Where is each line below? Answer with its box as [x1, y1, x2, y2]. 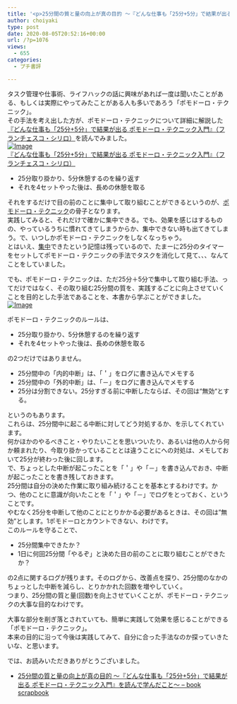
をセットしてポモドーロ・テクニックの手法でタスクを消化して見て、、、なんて [7, 250, 229, 259]
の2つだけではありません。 [7, 354, 86, 362]
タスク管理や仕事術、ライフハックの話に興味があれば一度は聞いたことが [7, 89, 217, 98]
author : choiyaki [7, 17, 59, 24]
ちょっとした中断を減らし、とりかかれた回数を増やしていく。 [7, 582, 187, 591]
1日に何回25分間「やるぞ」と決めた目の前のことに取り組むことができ [17, 549, 220, 558]
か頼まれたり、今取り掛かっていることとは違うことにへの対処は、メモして [7, 446, 223, 454]
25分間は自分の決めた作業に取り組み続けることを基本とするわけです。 [7, 481, 212, 490]
